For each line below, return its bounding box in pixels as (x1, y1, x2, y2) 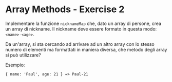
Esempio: (5, 62, 25, 68)
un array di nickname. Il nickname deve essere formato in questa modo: (5, 25, 157, 32)
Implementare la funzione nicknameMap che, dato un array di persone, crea (5, 20, 162, 26)
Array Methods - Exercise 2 (5, 4, 125, 15)
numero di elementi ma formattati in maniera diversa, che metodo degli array (5, 46, 167, 52)
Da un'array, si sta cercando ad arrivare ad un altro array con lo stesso (5, 41, 155, 47)
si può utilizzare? (5, 52, 41, 58)
